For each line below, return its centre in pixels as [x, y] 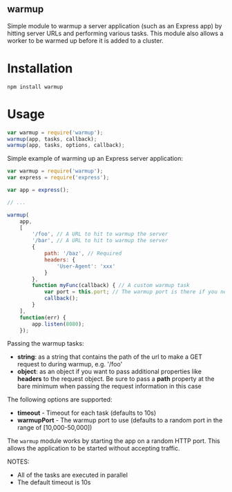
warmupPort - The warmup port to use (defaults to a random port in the [120, 420]
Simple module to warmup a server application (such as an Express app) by [115, 26]
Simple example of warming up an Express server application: [95, 159]
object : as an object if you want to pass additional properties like [109, 372]
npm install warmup [35, 87]
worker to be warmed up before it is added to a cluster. [85, 40]
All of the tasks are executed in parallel [72, 475]
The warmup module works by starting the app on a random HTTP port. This [114, 441]
